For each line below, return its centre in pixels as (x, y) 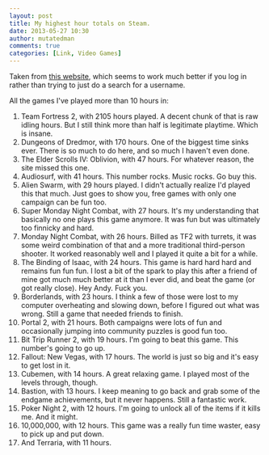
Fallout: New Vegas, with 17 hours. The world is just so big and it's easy (140, 357)
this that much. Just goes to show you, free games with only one (128, 194)
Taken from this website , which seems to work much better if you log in (128, 76)
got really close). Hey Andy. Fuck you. (84, 288)
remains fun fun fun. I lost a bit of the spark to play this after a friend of (139, 271)
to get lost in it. (46, 365)
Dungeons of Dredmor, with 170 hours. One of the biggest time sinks (135, 142)
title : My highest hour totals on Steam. (80, 23)
